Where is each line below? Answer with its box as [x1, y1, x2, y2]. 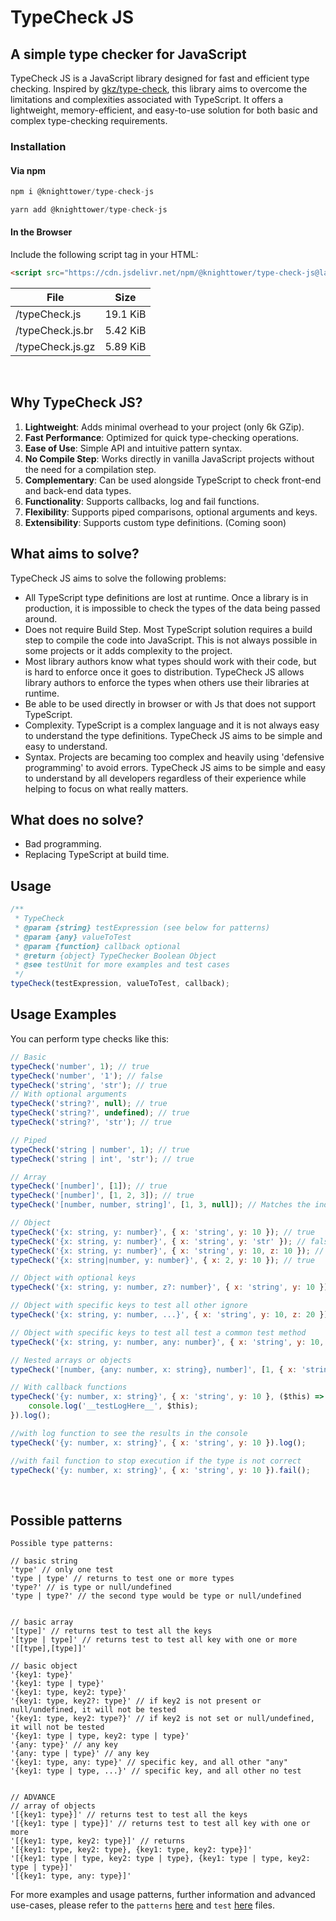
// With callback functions [10, 1382, 128, 1393]
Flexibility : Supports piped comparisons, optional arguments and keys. [24, 506, 318, 518]
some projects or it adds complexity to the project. [24, 644, 233, 656]
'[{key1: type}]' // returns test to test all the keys [10, 1810, 248, 1820]
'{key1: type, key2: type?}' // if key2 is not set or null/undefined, [10, 1714, 315, 1724]
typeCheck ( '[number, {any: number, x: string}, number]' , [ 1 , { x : [10, 1364, 298, 1375]
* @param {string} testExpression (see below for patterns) [14, 922, 271, 933]
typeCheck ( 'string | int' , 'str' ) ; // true [10, 1154, 195, 1164]
